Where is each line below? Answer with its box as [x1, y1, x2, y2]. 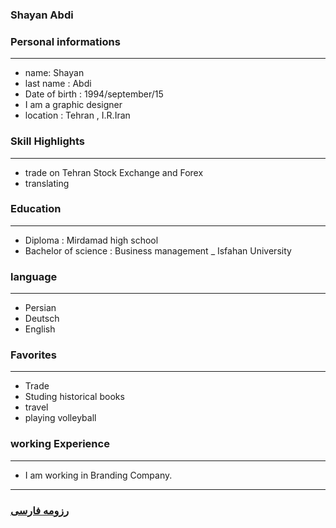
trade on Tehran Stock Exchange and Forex [24, 166, 204, 178]
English [24, 323, 56, 335]
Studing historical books [24, 391, 125, 403]
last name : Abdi [24, 78, 92, 90]
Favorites [10, 348, 58, 362]
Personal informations [10, 34, 121, 48]
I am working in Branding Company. [24, 469, 173, 481]
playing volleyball [24, 412, 97, 424]
